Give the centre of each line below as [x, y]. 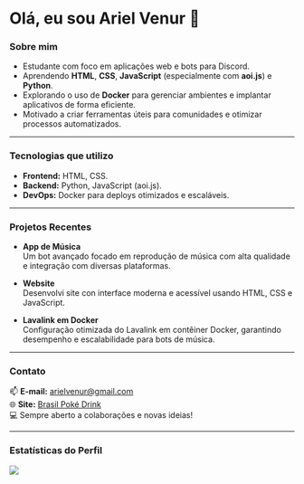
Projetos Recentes [51, 227]
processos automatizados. [72, 124]
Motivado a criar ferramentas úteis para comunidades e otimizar [142, 114]
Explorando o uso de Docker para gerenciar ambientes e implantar [147, 95]
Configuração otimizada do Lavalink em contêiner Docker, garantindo [152, 330]
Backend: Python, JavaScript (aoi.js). [92, 185]
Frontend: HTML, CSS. [65, 176]
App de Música [52, 247]
